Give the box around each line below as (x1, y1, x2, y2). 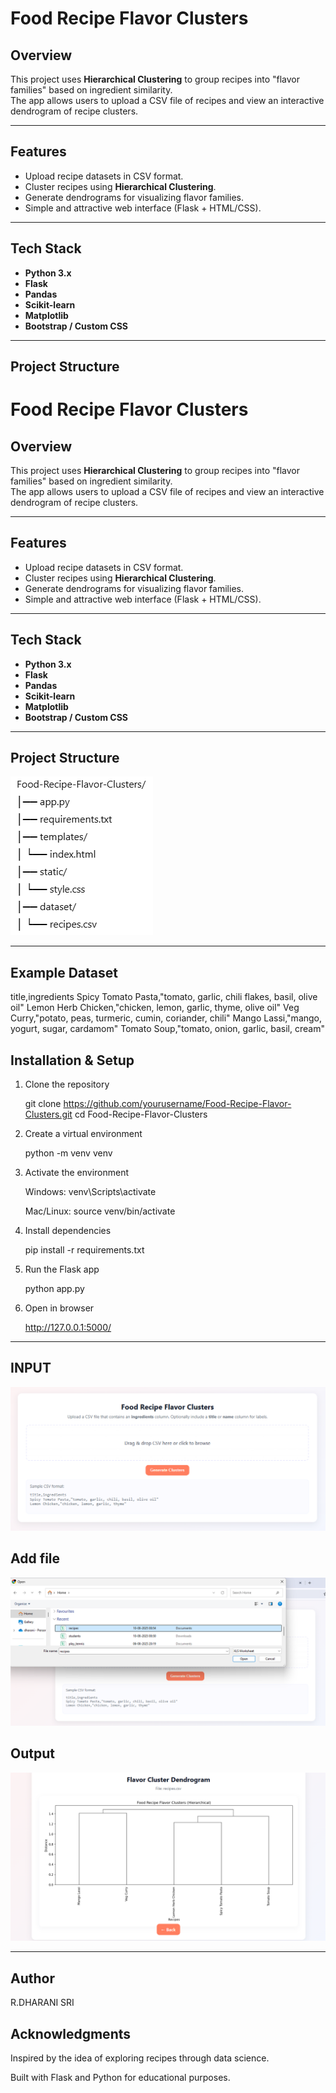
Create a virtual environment (24, 1128, 143, 1140)
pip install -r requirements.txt (24, 1244, 145, 1256)
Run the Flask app (24, 1263, 100, 1276)
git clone (24, 1098, 62, 1110)
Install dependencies (24, 1225, 112, 1237)
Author (10, 1970, 55, 1987)
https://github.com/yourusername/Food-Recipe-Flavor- (63, 1098, 292, 1110)
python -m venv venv (24, 1147, 113, 1159)
